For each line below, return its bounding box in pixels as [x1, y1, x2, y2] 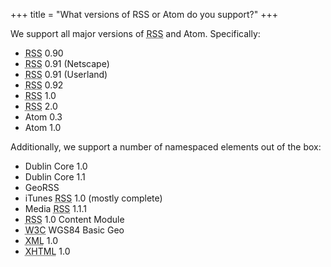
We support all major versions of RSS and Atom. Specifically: [10, 28, 261, 39]
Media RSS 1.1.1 [24, 203, 88, 214]
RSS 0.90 [24, 47, 64, 59]
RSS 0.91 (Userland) [24, 69, 108, 80]
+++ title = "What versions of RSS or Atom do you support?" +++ [10, 9, 278, 20]
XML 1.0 [24, 235, 59, 246]
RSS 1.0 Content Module [24, 214, 125, 225]
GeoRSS [24, 182, 60, 193]
